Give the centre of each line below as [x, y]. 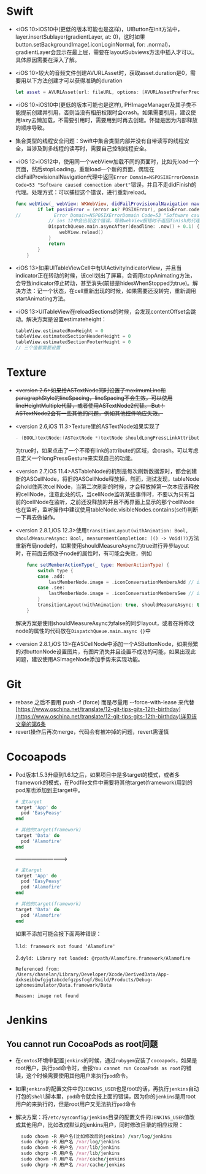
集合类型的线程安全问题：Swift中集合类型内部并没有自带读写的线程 [99, 141]
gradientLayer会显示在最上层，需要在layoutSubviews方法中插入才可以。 [106, 52]
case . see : [51, 588]
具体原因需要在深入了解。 [48, 60]
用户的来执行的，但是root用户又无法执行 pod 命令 [75, 1104]
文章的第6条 [30, 724]
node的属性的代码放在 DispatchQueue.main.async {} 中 [83, 631]
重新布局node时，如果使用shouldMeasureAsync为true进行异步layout [102, 545]
